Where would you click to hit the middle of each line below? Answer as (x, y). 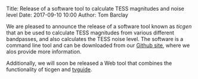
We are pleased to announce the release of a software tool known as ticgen (99, 26)
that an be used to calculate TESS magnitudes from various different (90, 33)
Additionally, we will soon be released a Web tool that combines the (89, 63)
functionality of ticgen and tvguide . (49, 69)
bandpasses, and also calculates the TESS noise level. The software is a (95, 39)
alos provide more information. (44, 52)
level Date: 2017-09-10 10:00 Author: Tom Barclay (67, 15)
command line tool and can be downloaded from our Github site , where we (98, 45)
